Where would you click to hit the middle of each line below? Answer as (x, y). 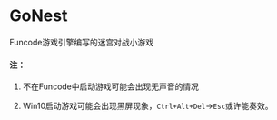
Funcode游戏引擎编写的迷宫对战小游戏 (82, 42)
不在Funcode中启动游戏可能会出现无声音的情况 (111, 86)
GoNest (39, 16)
